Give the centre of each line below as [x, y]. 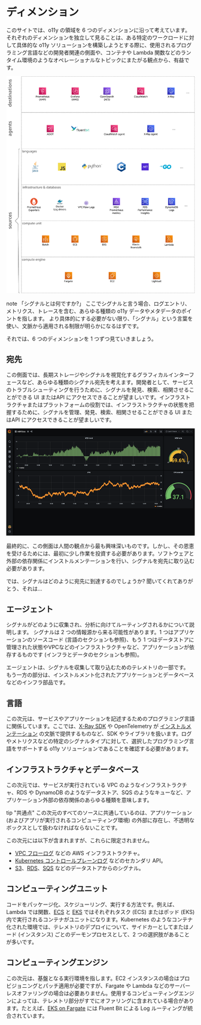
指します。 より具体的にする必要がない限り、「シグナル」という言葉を [107, 318]
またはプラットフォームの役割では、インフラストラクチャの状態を [108, 405]
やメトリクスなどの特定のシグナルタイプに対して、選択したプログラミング [98, 741]
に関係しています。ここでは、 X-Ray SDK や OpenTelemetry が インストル [96, 726]
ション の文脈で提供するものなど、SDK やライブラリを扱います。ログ [107, 734]
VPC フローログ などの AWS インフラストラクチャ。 [79, 853]
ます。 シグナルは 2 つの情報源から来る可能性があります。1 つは [95, 632]
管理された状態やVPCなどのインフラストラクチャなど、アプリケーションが [98, 647]
